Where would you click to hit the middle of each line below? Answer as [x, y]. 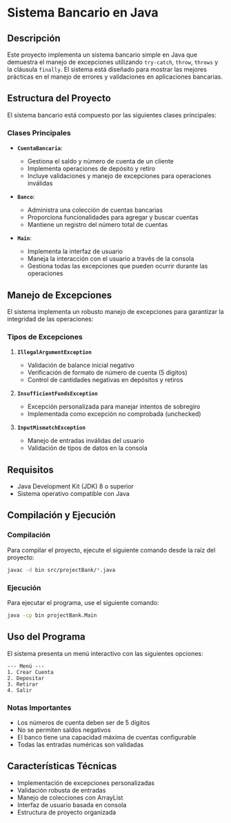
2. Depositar [26, 678]
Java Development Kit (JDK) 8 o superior [76, 486]
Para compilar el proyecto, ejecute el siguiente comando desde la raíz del [111, 550]
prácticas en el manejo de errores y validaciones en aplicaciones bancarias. [115, 77]
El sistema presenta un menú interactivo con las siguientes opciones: [105, 653]
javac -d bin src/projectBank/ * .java [61, 570]
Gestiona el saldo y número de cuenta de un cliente [101, 161]
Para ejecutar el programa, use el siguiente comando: [83, 602]
